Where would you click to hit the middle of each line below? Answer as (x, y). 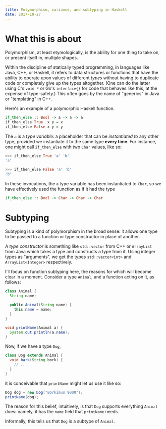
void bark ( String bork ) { (36, 360)
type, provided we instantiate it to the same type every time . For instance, (81, 142)
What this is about (43, 39)
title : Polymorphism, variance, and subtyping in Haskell (66, 10)
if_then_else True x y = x (34, 122)
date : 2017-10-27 (23, 14)
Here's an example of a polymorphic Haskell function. (60, 108)
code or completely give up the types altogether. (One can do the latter (78, 83)
